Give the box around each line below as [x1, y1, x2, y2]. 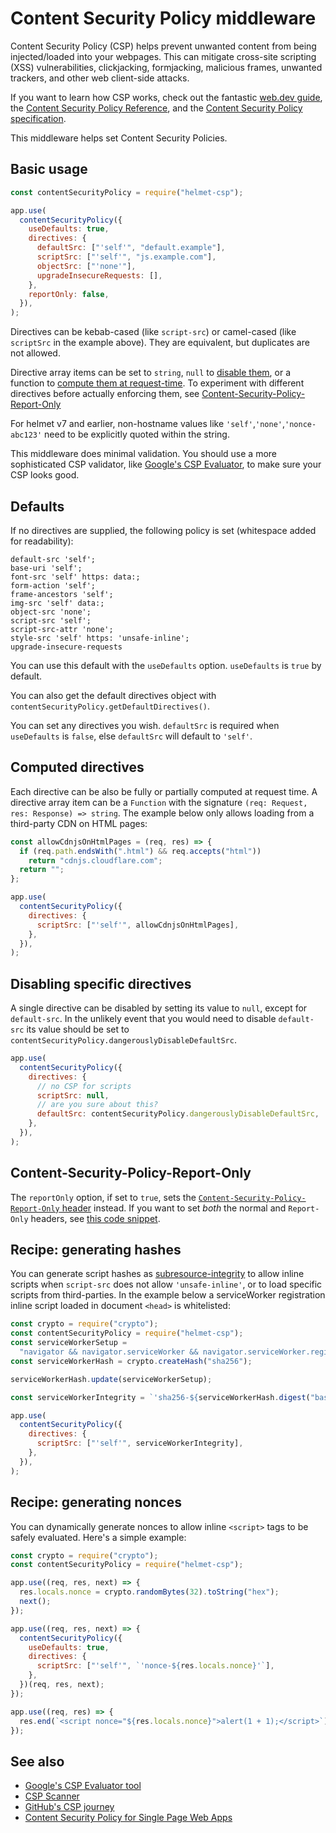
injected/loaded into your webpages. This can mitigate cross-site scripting [10, 50, 317, 62]
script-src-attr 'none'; [10, 624, 114, 634]
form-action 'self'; [10, 580, 97, 591]
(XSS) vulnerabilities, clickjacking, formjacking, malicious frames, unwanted [10, 61, 323, 73]
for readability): [10, 535, 74, 547]
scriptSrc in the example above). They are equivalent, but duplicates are [10, 337, 310, 349]
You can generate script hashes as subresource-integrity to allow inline [10, 1268, 305, 1280]
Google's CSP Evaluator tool [24, 1780, 142, 1792]
